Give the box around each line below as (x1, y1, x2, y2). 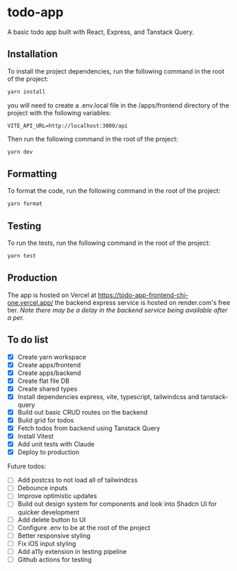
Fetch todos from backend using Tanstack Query (17, 424, 161, 432)
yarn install (7, 88, 46, 96)
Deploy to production (17, 448, 80, 456)
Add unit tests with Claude (17, 440, 95, 449)
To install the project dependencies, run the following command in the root (7, 67, 225, 75)
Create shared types (17, 384, 78, 393)
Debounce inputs (17, 484, 69, 492)
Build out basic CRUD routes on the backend (17, 408, 148, 416)
